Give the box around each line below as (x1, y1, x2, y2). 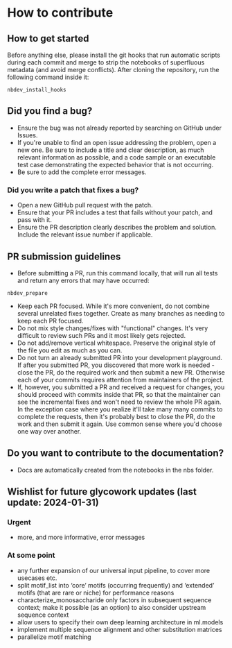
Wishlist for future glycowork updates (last (7, 486, 197, 497)
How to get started (7, 33, 89, 44)
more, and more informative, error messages (17, 533, 145, 542)
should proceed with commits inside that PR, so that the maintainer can (17, 390, 221, 398)
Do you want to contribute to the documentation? (7, 447, 224, 459)
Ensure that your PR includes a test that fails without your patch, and (17, 208, 213, 216)
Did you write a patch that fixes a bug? (7, 185, 139, 195)
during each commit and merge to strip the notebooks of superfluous (7, 58, 205, 67)
